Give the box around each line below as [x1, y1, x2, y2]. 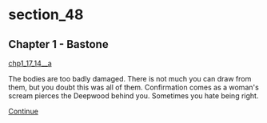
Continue [8, 106, 38, 116]
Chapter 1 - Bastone [8, 38, 110, 51]
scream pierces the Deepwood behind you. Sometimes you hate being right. [8, 91, 259, 101]
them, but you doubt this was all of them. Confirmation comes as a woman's [8, 82, 260, 92]
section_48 [8, 6, 84, 24]
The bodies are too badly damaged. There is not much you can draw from [8, 74, 252, 83]
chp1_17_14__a [8, 58, 52, 68]
